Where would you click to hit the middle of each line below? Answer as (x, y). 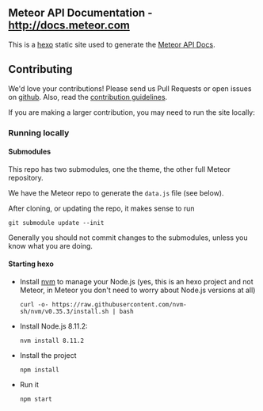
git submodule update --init (56, 223)
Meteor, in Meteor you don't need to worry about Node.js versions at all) (137, 290)
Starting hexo (31, 264)
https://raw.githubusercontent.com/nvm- (120, 304)
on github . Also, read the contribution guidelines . (88, 97)
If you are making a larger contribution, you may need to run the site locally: (132, 112)
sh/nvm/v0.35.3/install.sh (64, 311)
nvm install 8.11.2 (52, 341)
